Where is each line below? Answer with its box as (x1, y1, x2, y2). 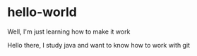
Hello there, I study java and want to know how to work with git (7, 41, 191, 49)
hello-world (7, 4, 78, 20)
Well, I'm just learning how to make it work (7, 27, 131, 36)
